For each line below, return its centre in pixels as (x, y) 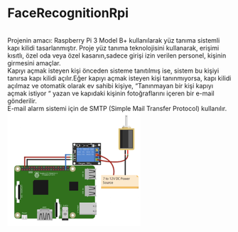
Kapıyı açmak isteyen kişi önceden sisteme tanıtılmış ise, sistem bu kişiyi (113, 70)
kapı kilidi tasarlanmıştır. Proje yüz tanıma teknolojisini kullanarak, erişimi (113, 48)
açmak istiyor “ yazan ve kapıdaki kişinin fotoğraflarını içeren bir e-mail (111, 93)
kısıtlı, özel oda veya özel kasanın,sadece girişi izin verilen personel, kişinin (117, 56)
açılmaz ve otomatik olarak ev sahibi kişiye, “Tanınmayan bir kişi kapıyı (110, 85)
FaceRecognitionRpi (68, 13)
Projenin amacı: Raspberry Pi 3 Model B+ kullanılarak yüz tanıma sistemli (114, 40)
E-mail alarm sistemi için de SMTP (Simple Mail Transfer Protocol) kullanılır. (117, 108)
